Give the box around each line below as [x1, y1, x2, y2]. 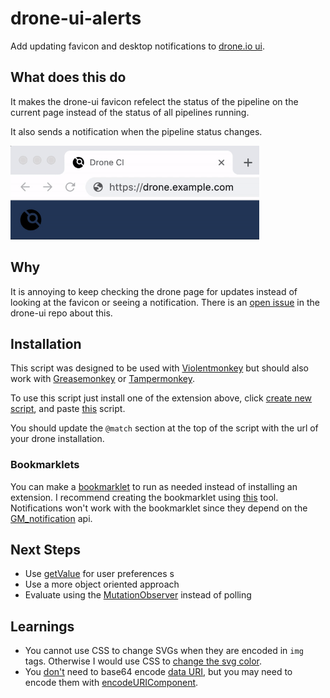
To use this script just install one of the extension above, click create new [10, 392, 313, 404]
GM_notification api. [10, 512, 93, 524]
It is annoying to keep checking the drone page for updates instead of [10, 285, 298, 297]
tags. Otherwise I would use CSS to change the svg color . [24, 655, 263, 667]
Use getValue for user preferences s [24, 568, 175, 580]
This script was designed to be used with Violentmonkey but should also [10, 362, 309, 374]
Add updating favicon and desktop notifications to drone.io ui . [10, 40, 265, 52]
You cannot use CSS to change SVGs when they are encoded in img [24, 645, 304, 657]
